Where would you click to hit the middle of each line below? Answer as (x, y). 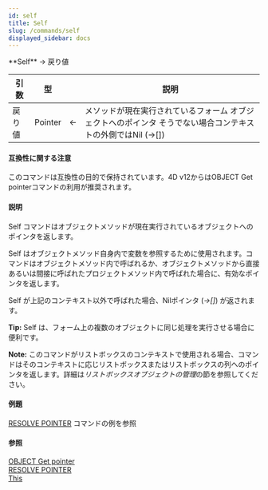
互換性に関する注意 (40, 157)
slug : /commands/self (44, 30)
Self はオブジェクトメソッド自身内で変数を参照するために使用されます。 (127, 253)
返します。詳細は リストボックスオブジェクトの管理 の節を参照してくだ (144, 374)
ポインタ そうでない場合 (170, 123)
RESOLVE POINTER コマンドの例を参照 (73, 423)
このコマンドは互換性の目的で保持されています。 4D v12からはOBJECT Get (131, 177)
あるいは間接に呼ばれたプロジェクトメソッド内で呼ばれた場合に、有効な (127, 273)
